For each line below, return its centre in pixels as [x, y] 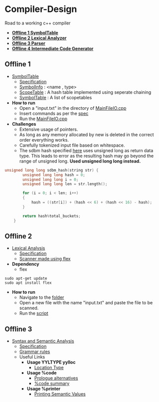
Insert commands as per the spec [54, 113]
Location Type [49, 368]
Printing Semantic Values [60, 394]
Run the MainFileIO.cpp [43, 119]
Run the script [34, 313]
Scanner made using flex [45, 259]
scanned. [29, 308]
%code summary [52, 384]
